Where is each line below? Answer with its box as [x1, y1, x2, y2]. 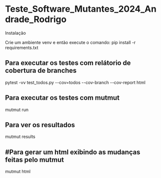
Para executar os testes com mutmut [5, 94, 120, 102]
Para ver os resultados [5, 121, 75, 129]
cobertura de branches [5, 67, 77, 75]
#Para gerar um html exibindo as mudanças [5, 148, 140, 156]
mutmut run [5, 107, 29, 112]
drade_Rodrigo [5, 14, 67, 25]
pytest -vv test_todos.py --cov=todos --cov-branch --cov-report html [5, 79, 146, 85]
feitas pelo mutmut [5, 156, 64, 164]
